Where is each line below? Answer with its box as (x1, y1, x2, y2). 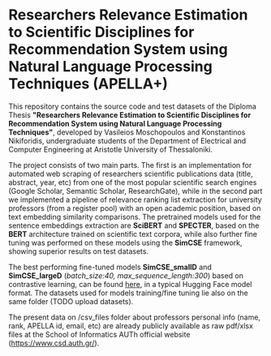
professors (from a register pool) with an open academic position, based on (8, 203, 261, 212)
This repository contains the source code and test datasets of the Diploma (8, 101, 257, 111)
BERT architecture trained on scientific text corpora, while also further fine (8, 229, 258, 238)
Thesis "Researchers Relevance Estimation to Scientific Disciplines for (8, 109, 252, 119)
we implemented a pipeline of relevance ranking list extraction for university (8, 195, 262, 204)
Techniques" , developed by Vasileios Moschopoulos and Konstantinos (8, 127, 246, 137)
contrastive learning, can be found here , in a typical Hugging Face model (8, 279, 252, 289)
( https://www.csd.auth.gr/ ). (8, 338, 100, 348)
